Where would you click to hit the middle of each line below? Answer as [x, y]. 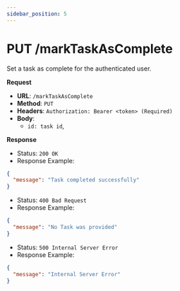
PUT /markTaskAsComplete [90, 48]
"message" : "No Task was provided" [65, 227]
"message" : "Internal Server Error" [67, 274]
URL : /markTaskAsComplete [55, 95]
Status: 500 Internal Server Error [67, 247]
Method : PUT [35, 103]
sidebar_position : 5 [37, 14]
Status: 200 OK [37, 153]
